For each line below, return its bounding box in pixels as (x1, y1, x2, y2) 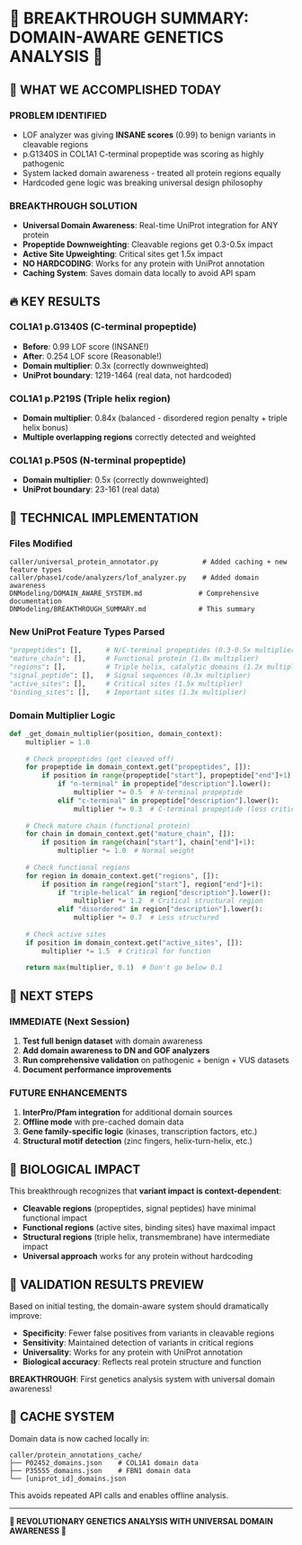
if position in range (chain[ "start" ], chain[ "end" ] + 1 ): (41, 838, 255, 848)
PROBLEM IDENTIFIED (9, 109, 108, 121)
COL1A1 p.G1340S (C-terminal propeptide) (9, 321, 198, 333)
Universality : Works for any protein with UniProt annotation (22, 1346, 243, 1357)
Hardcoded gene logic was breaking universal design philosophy (22, 177, 263, 188)
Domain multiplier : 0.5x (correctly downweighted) (22, 475, 209, 485)
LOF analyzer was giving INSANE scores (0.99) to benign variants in (22, 129, 276, 140)
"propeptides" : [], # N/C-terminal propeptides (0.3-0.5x (9, 646, 252, 655)
